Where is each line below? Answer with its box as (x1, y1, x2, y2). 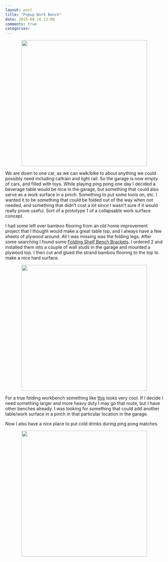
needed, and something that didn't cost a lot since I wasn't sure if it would (5, 202, 158, 208)
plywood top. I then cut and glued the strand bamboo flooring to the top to (5, 250, 159, 256)
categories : (5, 26, 30, 31)
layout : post (5, 7, 33, 13)
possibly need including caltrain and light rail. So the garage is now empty (5, 176, 158, 182)
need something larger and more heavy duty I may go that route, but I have (5, 400, 160, 406)
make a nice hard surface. (5, 255, 59, 261)
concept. (5, 213, 24, 219)
